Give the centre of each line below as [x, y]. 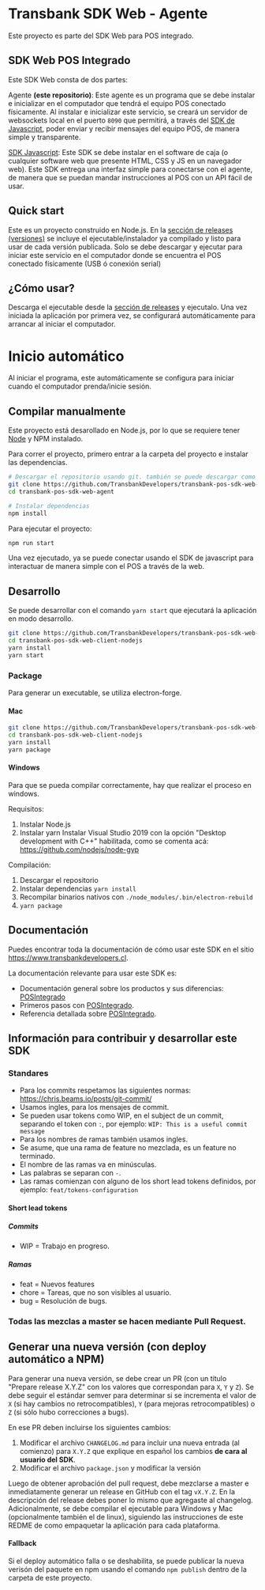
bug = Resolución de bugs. [63, 1300]
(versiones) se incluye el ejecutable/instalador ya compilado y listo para [125, 238]
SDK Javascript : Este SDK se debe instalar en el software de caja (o [118, 152]
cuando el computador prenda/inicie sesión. [80, 386]
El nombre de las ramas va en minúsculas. [88, 1164]
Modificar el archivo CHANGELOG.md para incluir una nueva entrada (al [130, 1442]
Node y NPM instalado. [46, 439]
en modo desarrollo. [41, 619]
